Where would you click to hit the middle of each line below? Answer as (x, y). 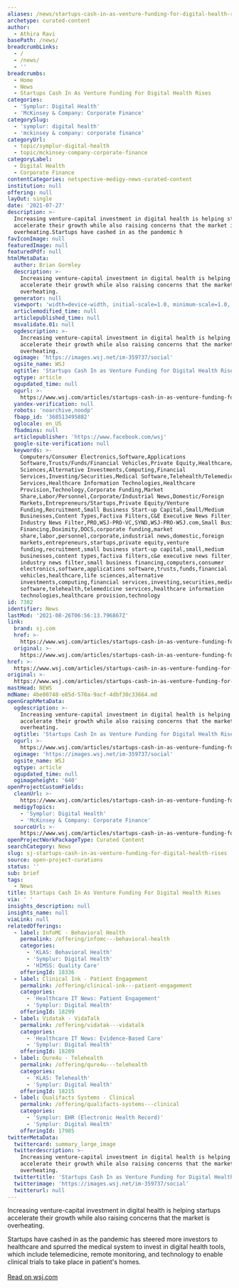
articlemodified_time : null (55, 311)
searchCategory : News (39, 847)
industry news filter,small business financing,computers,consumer (122, 562)
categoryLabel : (30, 160)
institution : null (34, 186)
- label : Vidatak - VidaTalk (57, 1018)
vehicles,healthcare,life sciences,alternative (92, 576)
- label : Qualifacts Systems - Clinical (74, 1098)
